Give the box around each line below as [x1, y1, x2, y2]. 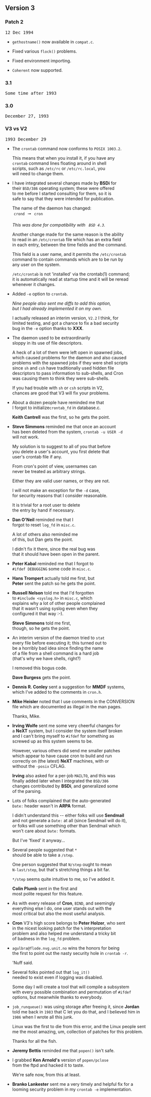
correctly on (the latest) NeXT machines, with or [12, 758, 109, 764]
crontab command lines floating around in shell [12, 160, 107, 166]
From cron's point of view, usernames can [12, 463, 97, 469]
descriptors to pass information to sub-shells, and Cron [12, 370, 123, 376]
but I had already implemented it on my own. [12, 305, 102, 311]
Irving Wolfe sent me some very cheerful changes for [12, 723, 121, 728]
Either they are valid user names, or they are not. [12, 478, 110, 484]
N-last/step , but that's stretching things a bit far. [12, 867, 111, 872]
